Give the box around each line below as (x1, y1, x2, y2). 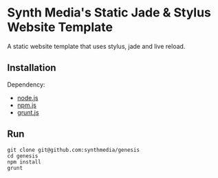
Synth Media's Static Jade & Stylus (7, 5, 212, 21)
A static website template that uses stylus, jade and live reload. (7, 42, 186, 50)
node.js (17, 93, 39, 102)
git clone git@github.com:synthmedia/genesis (7, 146, 140, 153)
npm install (7, 158, 41, 166)
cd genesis (7, 153, 39, 159)
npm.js (17, 101, 36, 109)
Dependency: (7, 80, 45, 89)
